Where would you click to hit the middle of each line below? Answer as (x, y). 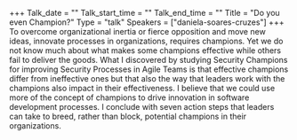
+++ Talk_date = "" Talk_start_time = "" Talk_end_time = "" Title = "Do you (144, 13)
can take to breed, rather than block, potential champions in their (128, 116)
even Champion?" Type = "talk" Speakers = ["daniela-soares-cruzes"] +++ (147, 22)
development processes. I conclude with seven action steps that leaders (142, 107)
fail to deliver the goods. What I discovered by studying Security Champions (148, 60)
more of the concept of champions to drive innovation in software (129, 97)
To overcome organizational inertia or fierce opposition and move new (138, 31)
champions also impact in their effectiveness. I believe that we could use (142, 88)
